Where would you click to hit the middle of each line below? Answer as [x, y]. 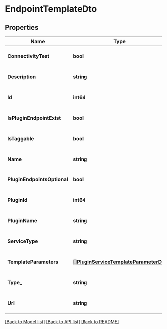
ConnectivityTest [29, 56]
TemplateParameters [33, 262]
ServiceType [23, 241]
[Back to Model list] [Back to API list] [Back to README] [62, 322]
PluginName [22, 221]
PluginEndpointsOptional [38, 179]
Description [22, 77]
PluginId [18, 200]
